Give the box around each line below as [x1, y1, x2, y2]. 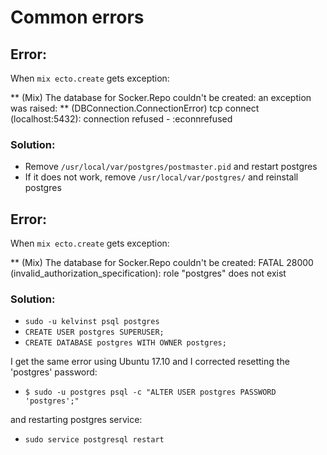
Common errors [10, 6, 145, 29]
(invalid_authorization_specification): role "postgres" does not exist [10, 267, 287, 280]
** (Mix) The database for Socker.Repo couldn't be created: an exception [10, 92, 312, 103]
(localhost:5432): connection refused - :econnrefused [10, 113, 233, 125]
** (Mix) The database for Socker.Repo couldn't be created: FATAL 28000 [10, 257, 314, 269]
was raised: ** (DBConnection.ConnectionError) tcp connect [10, 102, 260, 114]
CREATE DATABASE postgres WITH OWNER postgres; [24, 338, 227, 348]
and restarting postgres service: [10, 414, 143, 426]
